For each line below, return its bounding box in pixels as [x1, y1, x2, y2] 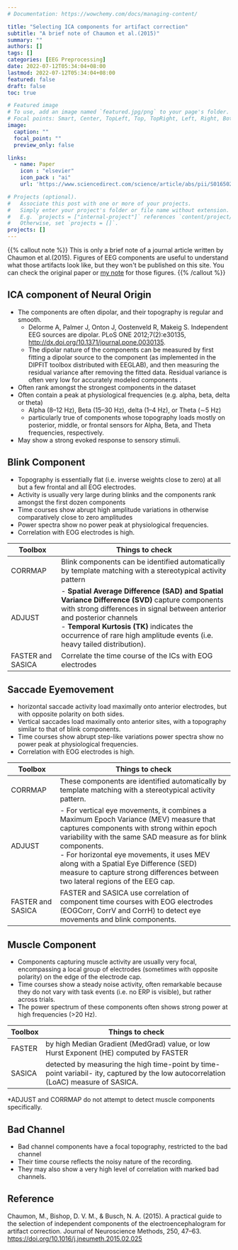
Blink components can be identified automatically [61, 557, 225, 567]
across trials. [17, 995, 55, 1004]
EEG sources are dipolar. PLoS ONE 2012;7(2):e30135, [28, 330, 186, 339]
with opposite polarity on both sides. [17, 710, 125, 718]
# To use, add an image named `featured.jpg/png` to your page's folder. [7, 108, 230, 116]
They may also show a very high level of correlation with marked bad [17, 1165, 220, 1173]
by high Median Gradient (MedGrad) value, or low [45, 1039, 210, 1049]
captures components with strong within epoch [59, 823, 217, 833]
